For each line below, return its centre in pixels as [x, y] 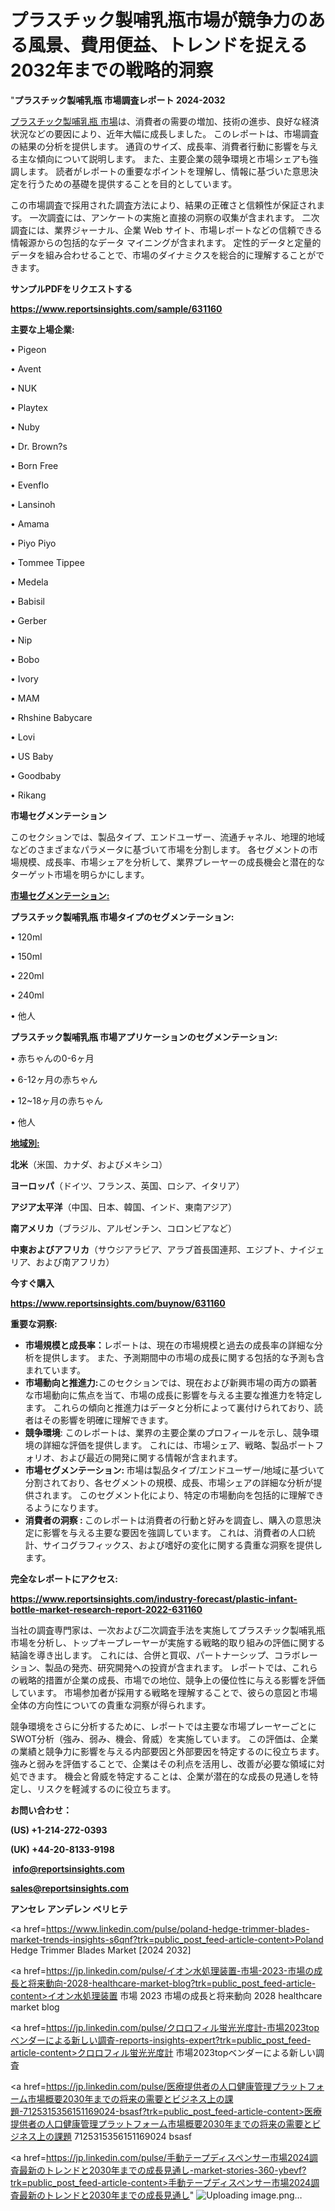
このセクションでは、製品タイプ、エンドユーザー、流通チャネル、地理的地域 [168, 837]
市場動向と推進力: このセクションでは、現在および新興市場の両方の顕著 [171, 1382]
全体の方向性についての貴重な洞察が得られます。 [111, 1705]
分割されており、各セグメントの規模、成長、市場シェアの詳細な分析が [169, 1482]
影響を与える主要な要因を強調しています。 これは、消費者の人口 [174, 1532]
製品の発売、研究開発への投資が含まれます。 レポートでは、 [168, 1667]
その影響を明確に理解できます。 [108, 1420]
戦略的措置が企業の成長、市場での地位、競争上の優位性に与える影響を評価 [172, 1680]
